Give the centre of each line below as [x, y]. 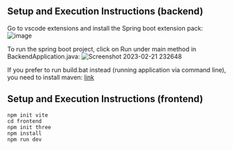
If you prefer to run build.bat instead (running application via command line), [117, 69]
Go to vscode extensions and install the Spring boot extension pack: [105, 28]
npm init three [29, 127]
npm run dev [24, 139]
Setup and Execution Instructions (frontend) [105, 99]
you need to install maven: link [51, 77]
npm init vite [28, 115]
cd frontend [24, 121]
